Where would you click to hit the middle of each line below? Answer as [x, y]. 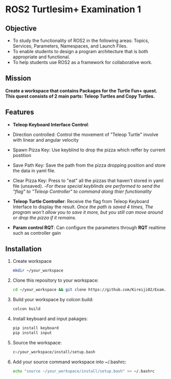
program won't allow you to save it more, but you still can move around [88, 212]
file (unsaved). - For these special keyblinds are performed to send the [87, 186]
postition [22, 155]
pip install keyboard [35, 328]
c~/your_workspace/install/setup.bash [54, 352]
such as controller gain [37, 233]
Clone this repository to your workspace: [56, 280]
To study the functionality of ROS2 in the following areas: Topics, [81, 40]
